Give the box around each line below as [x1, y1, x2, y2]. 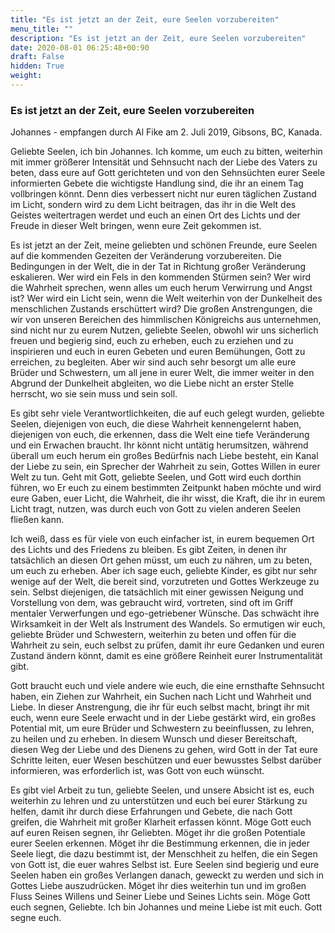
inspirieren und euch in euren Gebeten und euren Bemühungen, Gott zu [10, 346, 306, 358]
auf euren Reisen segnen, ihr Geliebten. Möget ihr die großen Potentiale [10, 827, 306, 839]
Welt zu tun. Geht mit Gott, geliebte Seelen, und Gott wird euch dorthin [10, 471, 302, 483]
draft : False [10, 52, 65, 62]
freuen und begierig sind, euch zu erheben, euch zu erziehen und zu [10, 335, 294, 347]
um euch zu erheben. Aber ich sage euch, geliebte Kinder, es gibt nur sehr [10, 565, 318, 577]
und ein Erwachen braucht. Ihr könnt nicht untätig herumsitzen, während [10, 439, 309, 451]
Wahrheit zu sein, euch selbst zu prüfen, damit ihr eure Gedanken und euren [10, 639, 325, 651]
